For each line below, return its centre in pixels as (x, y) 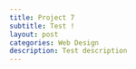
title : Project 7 (42, 17)
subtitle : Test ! (42, 26)
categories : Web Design (54, 43)
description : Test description (68, 51)
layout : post (34, 34)
